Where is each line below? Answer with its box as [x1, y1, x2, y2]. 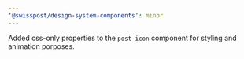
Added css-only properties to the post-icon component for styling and [8, 33, 238, 42]
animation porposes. [8, 41, 75, 51]
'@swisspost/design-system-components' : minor [8, 11, 164, 20]
